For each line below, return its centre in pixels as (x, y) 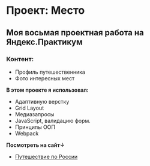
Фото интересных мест (45, 78)
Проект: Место (46, 10)
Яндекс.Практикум (44, 42)
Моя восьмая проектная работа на (75, 33)
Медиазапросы (34, 114)
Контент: (20, 59)
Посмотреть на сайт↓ (35, 145)
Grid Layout (29, 108)
